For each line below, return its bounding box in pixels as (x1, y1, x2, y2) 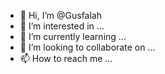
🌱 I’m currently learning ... (19, 31, 127, 42)
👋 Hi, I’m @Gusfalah (19, 10, 102, 21)
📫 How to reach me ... (19, 53, 113, 64)
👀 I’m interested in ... (19, 20, 105, 32)
